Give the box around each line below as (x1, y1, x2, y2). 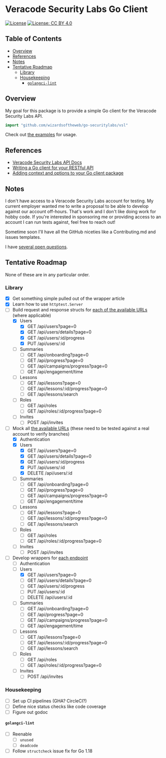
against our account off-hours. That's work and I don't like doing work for (5, 209, 156, 215)
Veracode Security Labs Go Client (5, 4, 148, 15)
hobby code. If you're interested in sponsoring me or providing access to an (5, 214, 161, 220)
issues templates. (5, 234, 41, 240)
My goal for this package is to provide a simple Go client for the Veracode (5, 108, 157, 114)
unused (19, 737, 34, 743)
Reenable (12, 731, 32, 737)
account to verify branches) (12, 431, 70, 437)
